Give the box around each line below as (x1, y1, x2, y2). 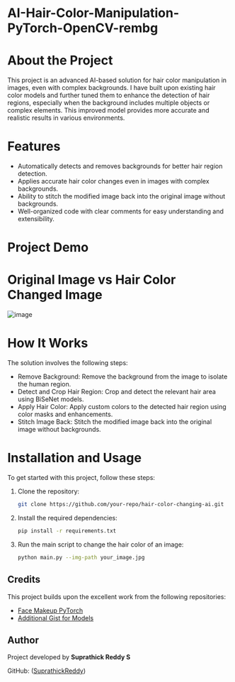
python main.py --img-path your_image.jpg (17, 554, 145, 561)
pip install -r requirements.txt (17, 527, 117, 535)
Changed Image (7, 287, 103, 303)
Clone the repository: (17, 487, 80, 496)
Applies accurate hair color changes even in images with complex (17, 177, 210, 186)
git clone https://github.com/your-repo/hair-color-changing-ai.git (17, 501, 224, 508)
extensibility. (17, 215, 55, 223)
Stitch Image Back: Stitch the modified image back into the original (17, 418, 212, 426)
